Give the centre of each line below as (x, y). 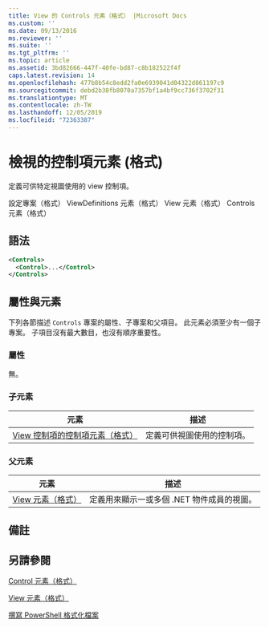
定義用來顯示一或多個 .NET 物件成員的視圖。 (173, 500)
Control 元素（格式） (43, 581)
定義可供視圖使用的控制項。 (198, 435)
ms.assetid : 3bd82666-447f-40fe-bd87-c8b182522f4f (95, 68)
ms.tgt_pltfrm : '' (39, 53)
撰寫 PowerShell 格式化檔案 (53, 615)
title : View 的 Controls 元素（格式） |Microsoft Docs (98, 16)
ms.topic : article (39, 61)
